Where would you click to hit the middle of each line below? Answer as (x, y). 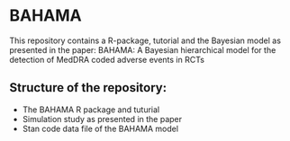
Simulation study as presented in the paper (102, 119)
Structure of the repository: (88, 88)
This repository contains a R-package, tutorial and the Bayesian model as (145, 40)
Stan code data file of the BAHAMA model (100, 128)
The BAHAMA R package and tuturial (91, 110)
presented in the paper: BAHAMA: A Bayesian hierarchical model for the (143, 49)
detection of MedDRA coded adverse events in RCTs (107, 59)
